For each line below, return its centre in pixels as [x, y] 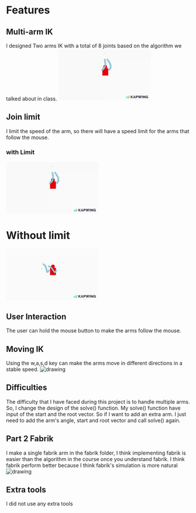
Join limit [23, 117]
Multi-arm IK [30, 32]
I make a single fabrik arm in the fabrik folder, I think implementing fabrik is [96, 453]
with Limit [20, 152]
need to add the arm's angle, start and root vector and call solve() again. [93, 420]
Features [28, 10]
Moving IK [25, 349]
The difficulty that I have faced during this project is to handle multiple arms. [98, 401]
